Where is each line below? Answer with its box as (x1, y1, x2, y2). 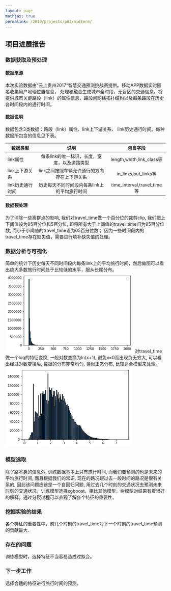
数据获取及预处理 (5, 56, 47, 63)
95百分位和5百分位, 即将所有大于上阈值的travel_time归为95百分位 (27, 221, 164, 227)
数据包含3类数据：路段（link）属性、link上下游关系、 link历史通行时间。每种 (5, 126, 165, 132)
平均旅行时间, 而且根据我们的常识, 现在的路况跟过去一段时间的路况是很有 (5, 475, 158, 481)
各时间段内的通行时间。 (5, 101, 54, 107)
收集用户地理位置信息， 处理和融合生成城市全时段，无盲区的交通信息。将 (9, 88, 163, 94)
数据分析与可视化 (5, 248, 47, 255)
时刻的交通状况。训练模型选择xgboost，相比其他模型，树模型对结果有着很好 (5, 488, 165, 494)
